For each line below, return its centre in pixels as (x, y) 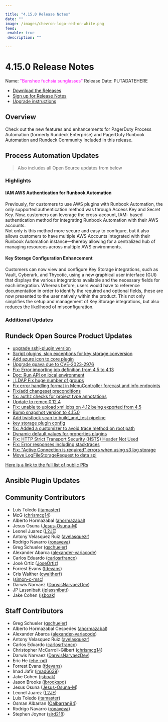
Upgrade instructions (34, 101)
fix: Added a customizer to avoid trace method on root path (74, 428)
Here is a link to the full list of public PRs (47, 465)
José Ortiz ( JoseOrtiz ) (35, 563)
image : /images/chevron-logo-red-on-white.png (55, 24)
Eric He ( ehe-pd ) (30, 660)
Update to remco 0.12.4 (37, 401)
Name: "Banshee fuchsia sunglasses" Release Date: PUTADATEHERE (76, 80)
